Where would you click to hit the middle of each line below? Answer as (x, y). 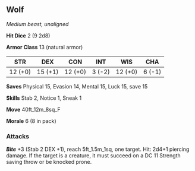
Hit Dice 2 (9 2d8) (28, 36)
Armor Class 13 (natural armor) (45, 47)
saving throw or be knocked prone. (49, 162)
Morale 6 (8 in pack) (31, 121)
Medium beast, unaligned (37, 24)
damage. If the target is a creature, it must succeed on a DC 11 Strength (93, 156)
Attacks (18, 136)
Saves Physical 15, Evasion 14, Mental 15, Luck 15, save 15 (77, 86)
